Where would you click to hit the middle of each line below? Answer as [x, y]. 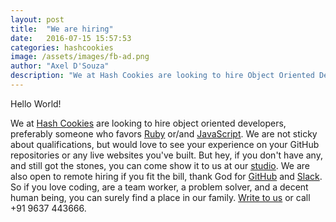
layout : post [37, 19]
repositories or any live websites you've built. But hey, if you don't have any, [166, 155]
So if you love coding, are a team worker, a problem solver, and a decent [159, 187]
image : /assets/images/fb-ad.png [80, 57]
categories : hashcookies [62, 47]
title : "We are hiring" [62, 29]
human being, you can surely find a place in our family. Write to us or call [160, 197]
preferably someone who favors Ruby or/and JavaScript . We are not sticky [164, 133]
